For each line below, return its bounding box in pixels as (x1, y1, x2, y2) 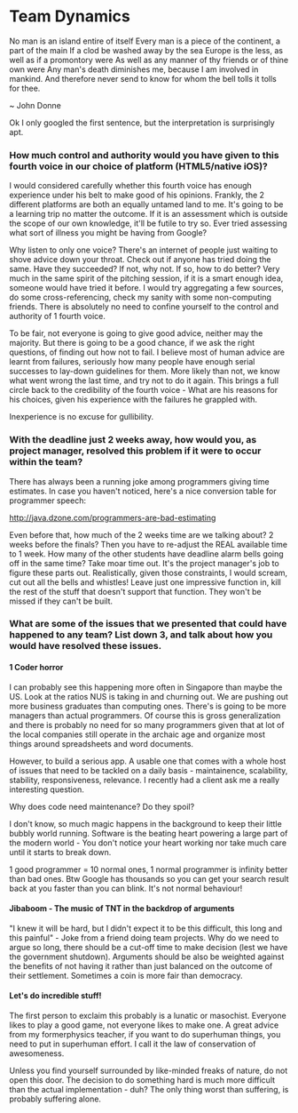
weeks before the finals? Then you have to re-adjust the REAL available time (9, 539, 288, 549)
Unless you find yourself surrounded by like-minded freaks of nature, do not (9, 1065, 288, 1077)
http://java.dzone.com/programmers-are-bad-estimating (9, 512, 216, 523)
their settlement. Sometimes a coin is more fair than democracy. (9, 970, 243, 981)
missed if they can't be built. (9, 596, 114, 606)
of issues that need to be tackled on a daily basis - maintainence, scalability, (9, 765, 288, 775)
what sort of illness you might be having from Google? (9, 228, 207, 238)
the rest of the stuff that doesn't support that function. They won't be (9, 586, 262, 597)
